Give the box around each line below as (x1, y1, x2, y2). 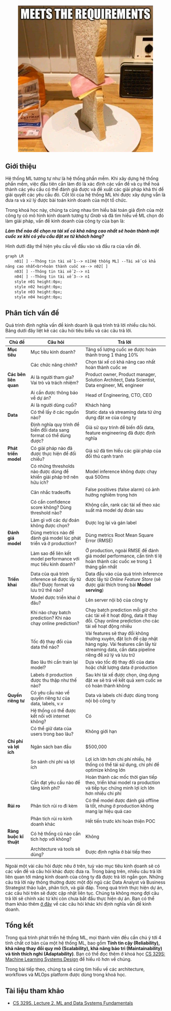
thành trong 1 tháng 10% (85, 351, 138, 358)
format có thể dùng (30, 433, 71, 439)
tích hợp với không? (30, 836, 72, 842)
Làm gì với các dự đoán (30, 517, 80, 523)
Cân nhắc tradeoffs (30, 489, 71, 495)
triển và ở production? (30, 540, 77, 546)
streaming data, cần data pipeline (85, 646, 155, 653)
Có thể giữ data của (30, 726, 72, 732)
